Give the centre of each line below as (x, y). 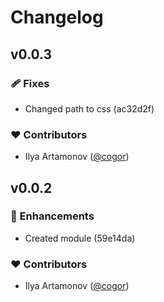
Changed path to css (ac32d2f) (89, 108)
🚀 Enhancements (52, 216)
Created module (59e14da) (80, 238)
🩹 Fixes (30, 83)
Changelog (57, 17)
